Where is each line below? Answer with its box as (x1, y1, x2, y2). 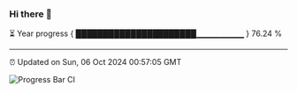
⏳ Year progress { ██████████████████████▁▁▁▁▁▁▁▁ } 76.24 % (9, 28, 283, 39)
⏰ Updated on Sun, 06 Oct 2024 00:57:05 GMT (9, 57, 182, 68)
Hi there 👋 (9, 8, 53, 20)
